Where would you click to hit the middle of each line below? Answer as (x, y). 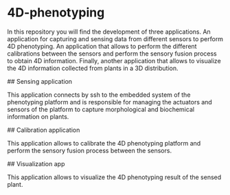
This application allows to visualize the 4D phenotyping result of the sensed (114, 177)
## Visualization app (36, 163)
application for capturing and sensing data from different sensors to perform (115, 38)
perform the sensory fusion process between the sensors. (90, 150)
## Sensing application (40, 81)
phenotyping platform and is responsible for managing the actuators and (110, 102)
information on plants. (38, 116)
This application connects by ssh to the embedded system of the (99, 95)
